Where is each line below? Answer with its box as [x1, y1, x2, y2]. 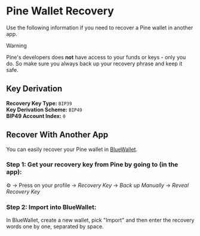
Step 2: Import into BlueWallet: [6, 202, 97, 211]
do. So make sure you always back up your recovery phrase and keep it [6, 60, 183, 67]
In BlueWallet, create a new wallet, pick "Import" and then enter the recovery [6, 217, 195, 224]
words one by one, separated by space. [6, 223, 104, 230]
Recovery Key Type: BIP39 [6, 99, 72, 107]
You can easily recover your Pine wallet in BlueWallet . [6, 146, 138, 153]
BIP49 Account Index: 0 [6, 112, 66, 119]
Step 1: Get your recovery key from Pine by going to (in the [6, 161, 179, 169]
